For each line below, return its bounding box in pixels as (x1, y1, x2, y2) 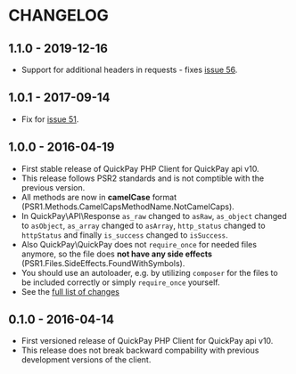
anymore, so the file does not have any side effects (21, 248, 213, 259)
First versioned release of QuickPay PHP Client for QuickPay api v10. (21, 336, 274, 346)
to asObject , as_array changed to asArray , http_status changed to (21, 220, 266, 231)
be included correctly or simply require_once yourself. (21, 277, 220, 288)
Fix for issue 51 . (21, 113, 79, 125)
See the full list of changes (21, 286, 119, 297)
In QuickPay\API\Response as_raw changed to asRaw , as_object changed (21, 210, 287, 221)
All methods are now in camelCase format (21, 191, 177, 202)
